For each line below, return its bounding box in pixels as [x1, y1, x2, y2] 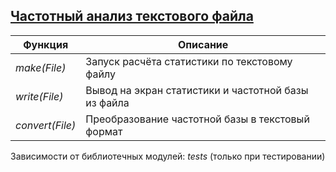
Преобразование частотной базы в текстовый [85, 112, 310, 126]
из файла [85, 95, 130, 109]
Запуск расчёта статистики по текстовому [85, 54, 293, 68]
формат [85, 124, 123, 138]
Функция [23, 37, 69, 51]
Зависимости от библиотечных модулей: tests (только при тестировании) [10, 150, 326, 162]
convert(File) [15, 118, 77, 132]
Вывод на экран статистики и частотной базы [85, 83, 309, 97]
